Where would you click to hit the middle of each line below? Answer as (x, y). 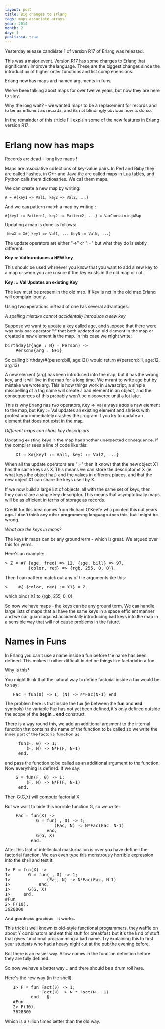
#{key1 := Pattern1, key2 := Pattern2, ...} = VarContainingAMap (73, 216)
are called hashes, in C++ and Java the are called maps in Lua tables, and (80, 174)
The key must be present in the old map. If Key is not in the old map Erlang (81, 292)
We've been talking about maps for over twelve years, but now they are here (82, 90)
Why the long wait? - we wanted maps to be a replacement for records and (81, 105)
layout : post (18, 10)
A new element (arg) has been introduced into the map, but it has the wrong (82, 374)
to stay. (13, 95)
